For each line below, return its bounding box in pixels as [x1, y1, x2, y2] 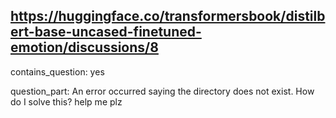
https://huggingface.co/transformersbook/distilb [10, 8, 326, 25]
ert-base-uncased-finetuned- [10, 24, 202, 41]
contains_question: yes [10, 65, 105, 78]
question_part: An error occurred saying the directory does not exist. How [10, 85, 315, 97]
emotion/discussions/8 [10, 39, 159, 56]
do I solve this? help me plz [10, 95, 123, 108]
